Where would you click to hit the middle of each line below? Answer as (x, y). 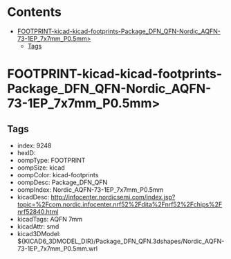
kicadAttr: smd (38, 226)
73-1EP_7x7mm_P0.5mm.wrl (57, 248)
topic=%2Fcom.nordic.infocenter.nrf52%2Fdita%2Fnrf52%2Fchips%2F (120, 204)
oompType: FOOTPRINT (51, 160)
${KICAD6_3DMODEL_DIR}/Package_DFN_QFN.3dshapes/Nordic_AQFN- (121, 241)
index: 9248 (34, 145)
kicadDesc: (33, 197)
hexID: (26, 152)
